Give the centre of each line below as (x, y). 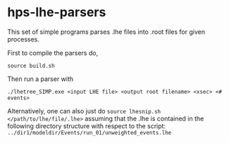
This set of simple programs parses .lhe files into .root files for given (106, 32)
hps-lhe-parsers (57, 12)
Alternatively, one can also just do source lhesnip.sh (84, 111)
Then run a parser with (41, 79)
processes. (24, 39)
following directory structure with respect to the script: (87, 126)
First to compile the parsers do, (53, 53)
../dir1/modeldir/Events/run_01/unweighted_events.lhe (89, 132)
